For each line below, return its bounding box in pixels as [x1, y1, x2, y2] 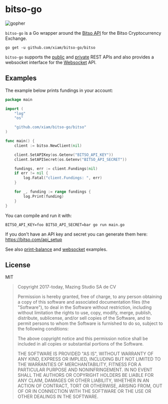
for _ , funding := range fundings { [14, 189, 92, 194]
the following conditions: [17, 326, 69, 332]
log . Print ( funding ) [23, 194, 64, 199]
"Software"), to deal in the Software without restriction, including [17, 304, 152, 311]
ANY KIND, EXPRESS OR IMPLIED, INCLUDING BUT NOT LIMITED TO [17, 356, 161, 362]
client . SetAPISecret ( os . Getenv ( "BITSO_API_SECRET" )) [14, 157, 127, 162]
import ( [5, 106, 24, 111]
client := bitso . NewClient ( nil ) [14, 143, 82, 148]
